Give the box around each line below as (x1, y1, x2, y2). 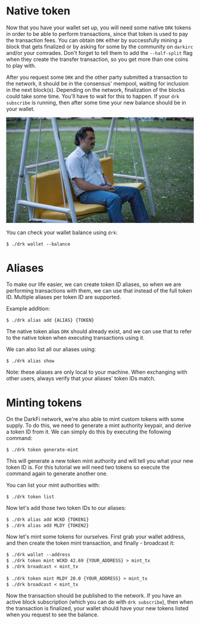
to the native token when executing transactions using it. (6, 334, 145, 342)
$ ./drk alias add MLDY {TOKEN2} (6, 522, 89, 529)
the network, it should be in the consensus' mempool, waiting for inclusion (6, 79, 189, 87)
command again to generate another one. (6, 470, 108, 477)
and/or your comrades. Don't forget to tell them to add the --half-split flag (6, 49, 193, 56)
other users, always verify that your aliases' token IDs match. (6, 375, 156, 382)
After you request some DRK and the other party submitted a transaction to (6, 73, 188, 81)
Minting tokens (6, 396, 82, 410)
